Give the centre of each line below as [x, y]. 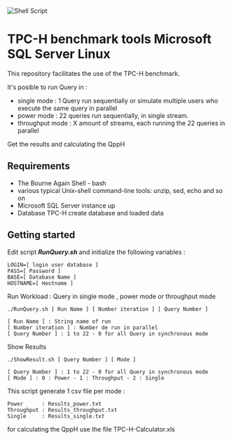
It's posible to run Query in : [47, 87]
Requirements [39, 166]
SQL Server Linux [59, 54]
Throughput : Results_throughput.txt [62, 410]
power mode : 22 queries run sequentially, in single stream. [103, 115]
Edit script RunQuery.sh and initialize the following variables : [96, 252]
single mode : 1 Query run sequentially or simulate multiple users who [118, 100]
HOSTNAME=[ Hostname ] [40, 283]
